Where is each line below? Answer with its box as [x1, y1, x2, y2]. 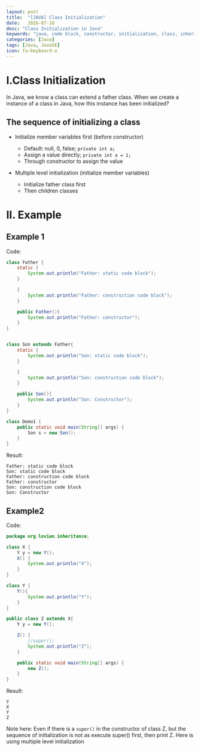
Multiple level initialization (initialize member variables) [14, 169, 150, 176]
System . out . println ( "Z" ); [28, 643, 93, 649]
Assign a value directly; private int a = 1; [23, 151, 132, 158]
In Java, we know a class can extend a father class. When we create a [6, 94, 179, 101]
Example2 [6, 506, 44, 516]
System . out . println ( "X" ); [28, 561, 93, 567]
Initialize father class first [23, 180, 86, 188]
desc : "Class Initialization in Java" [6, 25, 103, 32]
